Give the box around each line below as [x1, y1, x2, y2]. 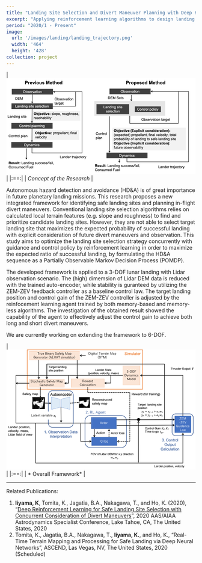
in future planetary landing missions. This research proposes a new [6, 193, 173, 200]
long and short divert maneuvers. [6, 319, 89, 327]
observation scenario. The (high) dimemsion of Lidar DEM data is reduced [6, 275, 190, 282]
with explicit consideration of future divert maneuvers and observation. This [6, 232, 194, 239]
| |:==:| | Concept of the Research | [6, 175, 93, 182]
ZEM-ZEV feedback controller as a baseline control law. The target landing [6, 288, 191, 295]
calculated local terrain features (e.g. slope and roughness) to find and [6, 212, 182, 220]
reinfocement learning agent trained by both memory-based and [6, 301, 166, 308]
